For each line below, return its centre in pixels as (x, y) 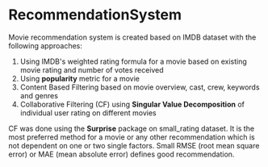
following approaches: (46, 45)
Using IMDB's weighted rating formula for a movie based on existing (134, 61)
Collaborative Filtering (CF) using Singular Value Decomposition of (132, 104)
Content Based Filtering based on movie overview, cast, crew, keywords (140, 87)
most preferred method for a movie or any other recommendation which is (132, 137)
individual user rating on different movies (88, 113)
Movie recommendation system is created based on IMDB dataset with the (132, 37)
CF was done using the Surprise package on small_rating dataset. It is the (132, 128)
